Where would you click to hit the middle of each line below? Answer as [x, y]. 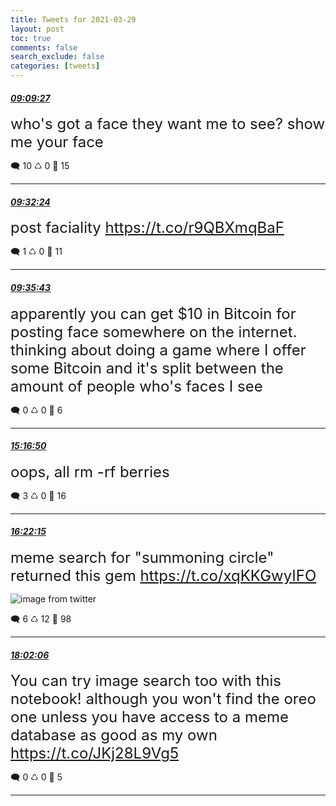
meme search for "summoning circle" [142, 558]
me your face [57, 142]
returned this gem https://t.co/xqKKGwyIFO [163, 576]
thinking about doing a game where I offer [158, 350]
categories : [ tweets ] [55, 66]
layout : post [37, 29]
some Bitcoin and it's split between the [147, 368]
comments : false [44, 47]
